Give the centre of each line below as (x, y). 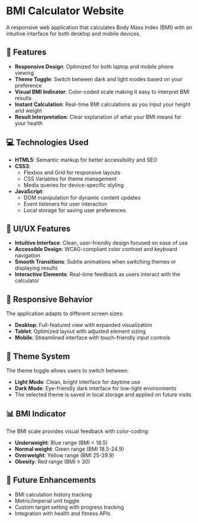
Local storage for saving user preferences (74, 210)
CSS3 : (22, 166)
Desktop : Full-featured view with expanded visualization (83, 325)
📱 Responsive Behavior (49, 299)
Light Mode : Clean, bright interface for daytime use (77, 382)
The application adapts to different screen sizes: (65, 314)
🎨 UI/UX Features (38, 228)
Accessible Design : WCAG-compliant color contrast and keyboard (96, 249)
